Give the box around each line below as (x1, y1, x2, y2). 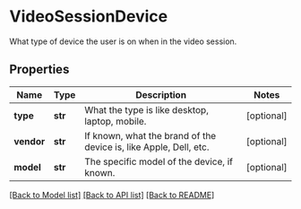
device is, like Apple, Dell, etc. (84, 141, 210, 153)
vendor (13, 135, 46, 147)
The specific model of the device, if (84, 155, 233, 168)
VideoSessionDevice (9, 6, 168, 27)
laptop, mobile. (84, 115, 147, 127)
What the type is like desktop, (84, 103, 209, 116)
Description (135, 88, 186, 100)
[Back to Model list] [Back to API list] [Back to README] (9, 189, 215, 200)
